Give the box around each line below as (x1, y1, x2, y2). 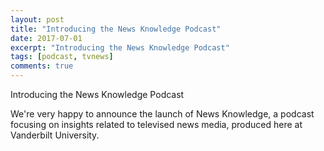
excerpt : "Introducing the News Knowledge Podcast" (10, 42, 230, 53)
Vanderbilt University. (10, 129, 100, 141)
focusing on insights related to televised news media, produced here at (10, 119, 303, 130)
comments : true (10, 61, 74, 71)
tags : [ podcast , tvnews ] (10, 52, 114, 62)
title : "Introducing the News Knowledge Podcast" (10, 24, 222, 34)
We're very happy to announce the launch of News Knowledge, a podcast (10, 108, 315, 120)
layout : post (10, 14, 65, 25)
